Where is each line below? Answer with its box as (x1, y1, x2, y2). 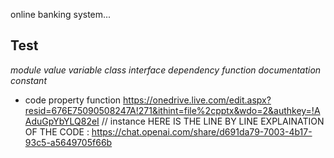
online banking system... (10, 9, 112, 20)
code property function (24, 94, 122, 106)
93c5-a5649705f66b (24, 136, 113, 148)
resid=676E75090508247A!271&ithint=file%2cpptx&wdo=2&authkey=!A (24, 104, 321, 116)
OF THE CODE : (24, 125, 90, 138)
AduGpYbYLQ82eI (24, 115, 100, 127)
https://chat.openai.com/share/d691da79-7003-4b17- (91, 125, 313, 138)
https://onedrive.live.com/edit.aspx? (123, 94, 272, 106)
